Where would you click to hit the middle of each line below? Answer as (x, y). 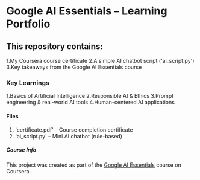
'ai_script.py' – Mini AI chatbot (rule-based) (68, 136)
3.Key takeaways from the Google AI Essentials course (74, 67)
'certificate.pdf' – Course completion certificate (74, 130)
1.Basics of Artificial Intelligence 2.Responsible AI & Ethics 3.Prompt (90, 96)
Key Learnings (28, 83)
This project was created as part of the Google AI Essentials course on (94, 165)
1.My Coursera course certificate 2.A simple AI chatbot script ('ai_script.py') (100, 61)
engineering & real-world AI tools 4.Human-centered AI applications (90, 102)
